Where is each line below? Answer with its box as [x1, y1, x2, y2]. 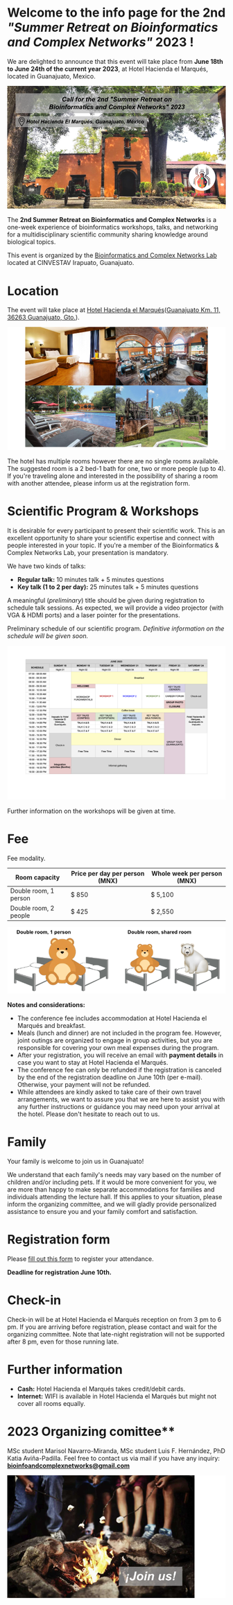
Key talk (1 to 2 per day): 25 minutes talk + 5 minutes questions [17, 583, 199, 591]
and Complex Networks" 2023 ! [7, 35, 194, 50]
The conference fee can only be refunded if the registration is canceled [17, 1065, 222, 1074]
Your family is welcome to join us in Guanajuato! [7, 1157, 144, 1165]
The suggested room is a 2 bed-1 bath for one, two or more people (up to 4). [7, 464, 226, 472]
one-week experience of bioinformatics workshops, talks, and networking [7, 223, 218, 232]
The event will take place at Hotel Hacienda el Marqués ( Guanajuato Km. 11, [7, 306, 221, 314]
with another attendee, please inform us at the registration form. [7, 479, 191, 487]
